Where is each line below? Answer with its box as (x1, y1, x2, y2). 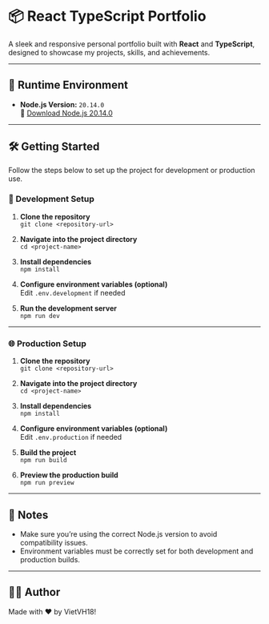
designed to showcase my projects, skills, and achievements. (8, 47, 211, 57)
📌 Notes (8, 508, 49, 521)
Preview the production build (19, 470, 118, 480)
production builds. (19, 554, 80, 564)
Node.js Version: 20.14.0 (19, 99, 105, 109)
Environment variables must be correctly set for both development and (19, 546, 254, 556)
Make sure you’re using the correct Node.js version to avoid (19, 529, 218, 538)
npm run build (19, 457, 67, 465)
